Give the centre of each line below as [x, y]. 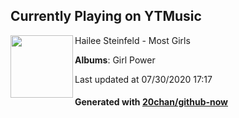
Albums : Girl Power [115, 60]
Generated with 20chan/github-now [151, 102]
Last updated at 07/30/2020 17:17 [143, 79]
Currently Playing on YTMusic [106, 16]
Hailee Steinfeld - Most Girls [132, 40]
